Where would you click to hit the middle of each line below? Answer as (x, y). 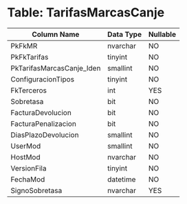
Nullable (162, 34)
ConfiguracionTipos (42, 79)
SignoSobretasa (36, 190)
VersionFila (29, 168)
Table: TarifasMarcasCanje (86, 13)
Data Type (125, 34)
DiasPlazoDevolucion (45, 135)
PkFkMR (24, 46)
